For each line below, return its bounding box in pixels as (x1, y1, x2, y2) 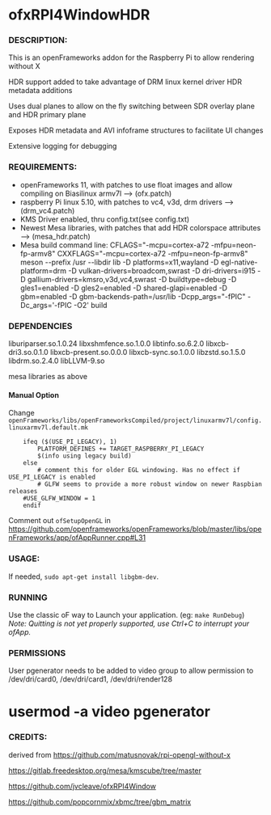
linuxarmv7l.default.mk (8, 424, 89, 432)
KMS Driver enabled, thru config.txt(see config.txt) (19, 214, 190, 224)
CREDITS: (8, 732, 48, 743)
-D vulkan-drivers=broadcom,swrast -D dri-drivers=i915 (68, 265, 256, 276)
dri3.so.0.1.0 (8, 348, 49, 357)
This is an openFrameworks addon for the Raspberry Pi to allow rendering (8, 53, 255, 62)
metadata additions (8, 86, 73, 95)
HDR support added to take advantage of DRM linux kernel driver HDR (8, 77, 243, 87)
